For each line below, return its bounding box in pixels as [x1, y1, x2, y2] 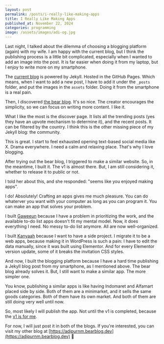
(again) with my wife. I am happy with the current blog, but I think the [5, 49, 144, 54]
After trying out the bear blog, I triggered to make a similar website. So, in [5, 159, 153, 164]
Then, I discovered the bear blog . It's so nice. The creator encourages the [5, 99, 154, 104]
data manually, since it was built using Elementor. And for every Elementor [5, 244, 155, 249]
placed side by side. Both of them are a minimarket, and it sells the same [5, 289, 152, 294]
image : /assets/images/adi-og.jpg [5, 30, 76, 35]
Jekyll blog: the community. [5, 129, 61, 135]
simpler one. [5, 274, 30, 279]
